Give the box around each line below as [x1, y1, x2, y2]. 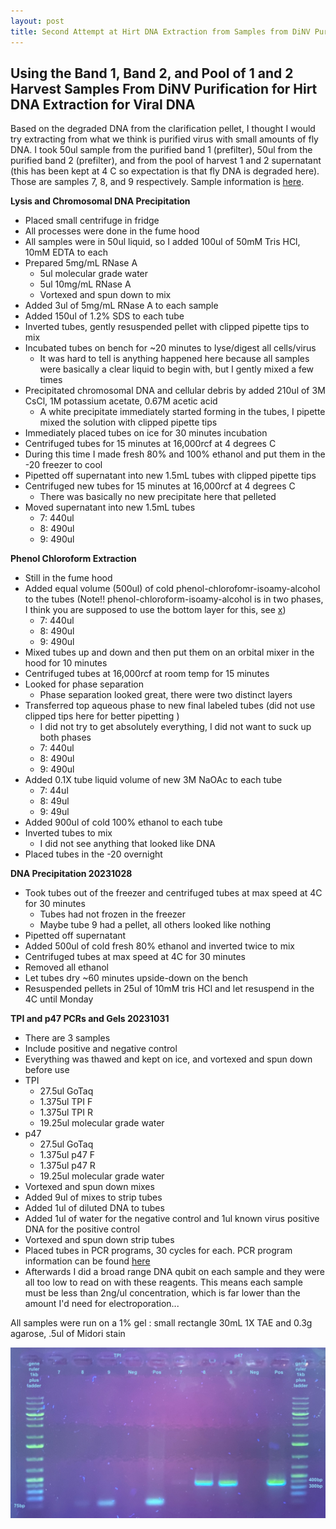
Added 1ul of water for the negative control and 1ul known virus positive [24, 1213, 320, 1225]
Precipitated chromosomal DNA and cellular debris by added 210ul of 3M [24, 385, 326, 397]
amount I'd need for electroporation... [24, 1298, 180, 1310]
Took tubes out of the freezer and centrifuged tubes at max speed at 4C [24, 887, 323, 899]
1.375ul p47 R [39, 1160, 96, 1172]
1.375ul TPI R [39, 1106, 93, 1119]
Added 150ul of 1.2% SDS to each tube [24, 310, 185, 322]
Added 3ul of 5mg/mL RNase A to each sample [24, 300, 219, 312]
